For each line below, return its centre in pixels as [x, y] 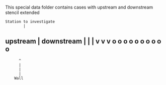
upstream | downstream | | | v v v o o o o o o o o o [83, 41]
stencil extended [22, 12]
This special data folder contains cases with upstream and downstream [79, 7]
